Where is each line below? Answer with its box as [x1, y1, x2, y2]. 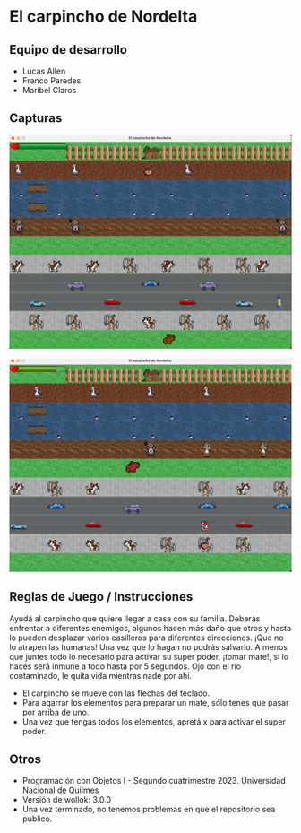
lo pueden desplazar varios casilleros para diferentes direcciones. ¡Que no [9, 632, 284, 643]
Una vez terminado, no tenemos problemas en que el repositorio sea [21, 804, 276, 815]
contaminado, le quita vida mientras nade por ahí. [9, 670, 193, 681]
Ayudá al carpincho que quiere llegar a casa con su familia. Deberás [9, 612, 261, 624]
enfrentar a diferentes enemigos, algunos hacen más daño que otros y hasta [9, 622, 292, 633]
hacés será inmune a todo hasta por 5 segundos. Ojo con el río [9, 661, 242, 672]
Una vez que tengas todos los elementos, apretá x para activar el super [21, 716, 287, 727]
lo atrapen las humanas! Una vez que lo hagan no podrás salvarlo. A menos [9, 641, 288, 652]
